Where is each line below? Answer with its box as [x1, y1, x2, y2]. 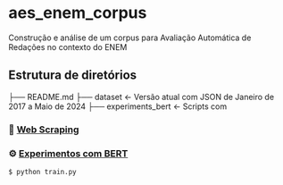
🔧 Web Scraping [8, 123, 79, 136]
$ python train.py [8, 167, 77, 176]
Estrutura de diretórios [8, 68, 137, 83]
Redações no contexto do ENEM [8, 41, 128, 52]
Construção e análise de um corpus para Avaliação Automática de [8, 32, 252, 43]
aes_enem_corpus [8, 3, 147, 23]
